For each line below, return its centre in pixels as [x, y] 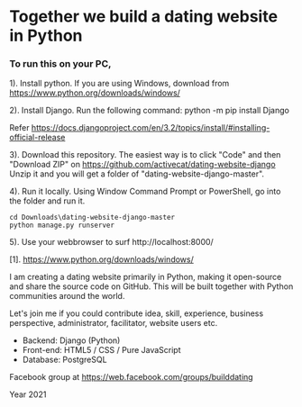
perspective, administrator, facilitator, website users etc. [114, 323]
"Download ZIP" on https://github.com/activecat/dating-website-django [143, 165]
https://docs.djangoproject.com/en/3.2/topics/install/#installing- [151, 128]
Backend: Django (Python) [71, 340]
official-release [37, 138]
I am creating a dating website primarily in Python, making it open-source [146, 277]
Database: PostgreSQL [64, 360]
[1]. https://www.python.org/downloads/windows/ [101, 259]
